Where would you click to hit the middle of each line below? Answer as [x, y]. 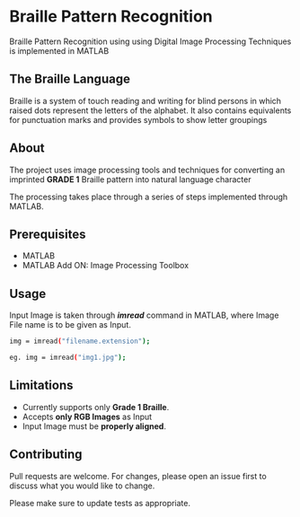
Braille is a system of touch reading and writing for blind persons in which [145, 101]
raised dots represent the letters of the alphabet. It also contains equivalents [150, 110]
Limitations [41, 386]
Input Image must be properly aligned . [94, 426]
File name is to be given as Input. [71, 325]
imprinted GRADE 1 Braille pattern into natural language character [130, 179]
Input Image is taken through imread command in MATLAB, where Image [144, 315]
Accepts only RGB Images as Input [87, 416]
